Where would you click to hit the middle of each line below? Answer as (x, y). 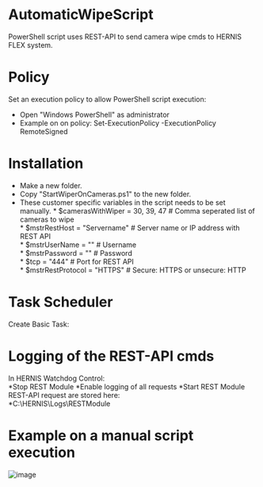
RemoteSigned (44, 131)
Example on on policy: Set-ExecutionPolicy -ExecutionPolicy (118, 123)
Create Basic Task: (39, 324)
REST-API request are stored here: (64, 395)
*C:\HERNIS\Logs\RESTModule (59, 404)
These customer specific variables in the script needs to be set (122, 202)
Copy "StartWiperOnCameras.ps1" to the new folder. (105, 194)
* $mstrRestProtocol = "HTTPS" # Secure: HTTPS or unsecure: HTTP (133, 270)
